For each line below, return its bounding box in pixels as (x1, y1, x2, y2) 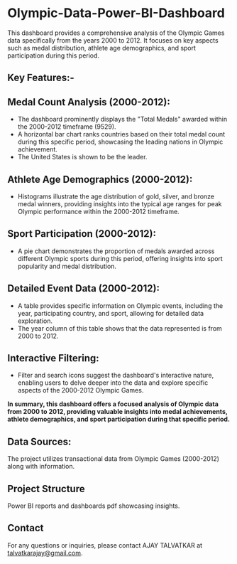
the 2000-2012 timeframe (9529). (17, 122, 116, 131)
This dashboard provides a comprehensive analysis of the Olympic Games (7, 28, 225, 37)
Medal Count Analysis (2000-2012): (7, 96, 170, 108)
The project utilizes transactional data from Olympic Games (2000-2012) (7, 454, 220, 463)
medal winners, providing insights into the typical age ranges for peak (17, 199, 222, 208)
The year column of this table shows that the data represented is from (17, 324, 222, 332)
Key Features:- (7, 72, 75, 84)
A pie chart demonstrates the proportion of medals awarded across (17, 247, 215, 255)
